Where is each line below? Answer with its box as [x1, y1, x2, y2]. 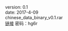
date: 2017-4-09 [5, 9, 38, 15]
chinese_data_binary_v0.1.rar [5, 15, 63, 20]
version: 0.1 [5, 4, 28, 10]
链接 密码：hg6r [5, 21, 38, 26]
